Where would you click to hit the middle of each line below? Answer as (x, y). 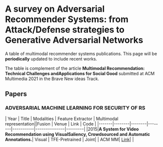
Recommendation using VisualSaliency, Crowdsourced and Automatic (78, 134)
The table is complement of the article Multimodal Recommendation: (75, 68)
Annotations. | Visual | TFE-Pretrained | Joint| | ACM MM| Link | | (69, 139)
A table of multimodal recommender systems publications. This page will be (81, 53)
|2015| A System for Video (113, 129)
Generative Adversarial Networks (74, 40)
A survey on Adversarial (55, 9)
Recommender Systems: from (67, 19)
